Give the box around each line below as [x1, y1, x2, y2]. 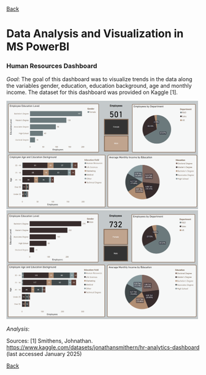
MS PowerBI [6, 40, 70, 54]
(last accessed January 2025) [6, 350, 82, 357]
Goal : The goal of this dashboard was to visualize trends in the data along [6, 76, 193, 83]
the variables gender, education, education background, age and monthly [6, 82, 192, 90]
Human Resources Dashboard [6, 61, 97, 70]
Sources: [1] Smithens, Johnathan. [6, 337, 93, 344]
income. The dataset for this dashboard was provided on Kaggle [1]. [6, 89, 178, 96]
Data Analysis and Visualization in [6, 27, 184, 41]
